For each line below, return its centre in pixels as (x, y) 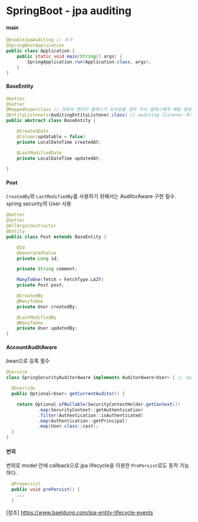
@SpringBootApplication (35, 45)
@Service (17, 372)
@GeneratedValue (37, 253)
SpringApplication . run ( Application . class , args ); (89, 62)
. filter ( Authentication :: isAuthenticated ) (90, 415)
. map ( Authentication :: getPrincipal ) (82, 421)
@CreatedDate (33, 131)
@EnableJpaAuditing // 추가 (39, 40)
